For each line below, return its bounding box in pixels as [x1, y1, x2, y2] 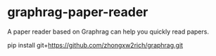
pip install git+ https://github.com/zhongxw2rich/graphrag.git [7, 41, 184, 49]
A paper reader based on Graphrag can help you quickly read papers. [7, 27, 210, 36]
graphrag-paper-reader [7, 4, 148, 20]
